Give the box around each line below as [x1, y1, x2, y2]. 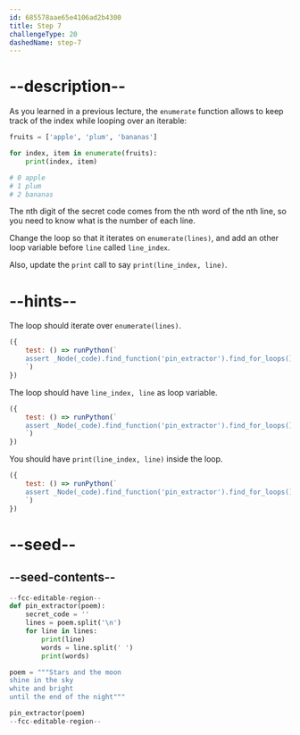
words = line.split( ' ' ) [41, 643, 134, 652]
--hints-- [9, 291, 78, 311]
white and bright [9, 684, 74, 693]
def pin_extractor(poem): [9, 602, 105, 611]
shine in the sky [9, 676, 74, 685]
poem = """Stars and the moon [9, 667, 122, 677]
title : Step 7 [9, 21, 62, 30]
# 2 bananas [9, 189, 54, 199]
